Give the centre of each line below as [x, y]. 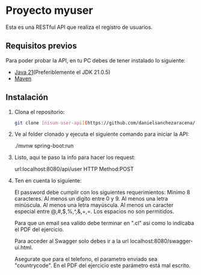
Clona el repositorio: [39, 112]
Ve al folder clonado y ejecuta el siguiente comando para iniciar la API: [102, 134]
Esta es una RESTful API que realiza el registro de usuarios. [79, 27]
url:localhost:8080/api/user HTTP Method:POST [74, 169]
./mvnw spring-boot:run [44, 146]
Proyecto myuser [49, 11]
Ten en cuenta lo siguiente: [48, 181]
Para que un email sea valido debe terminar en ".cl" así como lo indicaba [104, 223]
